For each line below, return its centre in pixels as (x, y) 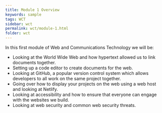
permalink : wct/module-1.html (37, 29)
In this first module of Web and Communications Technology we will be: (80, 47)
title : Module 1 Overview (32, 10)
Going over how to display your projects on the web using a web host (84, 84)
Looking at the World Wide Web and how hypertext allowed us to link (84, 57)
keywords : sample (23, 15)
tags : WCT (16, 19)
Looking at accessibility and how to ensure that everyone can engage (85, 94)
